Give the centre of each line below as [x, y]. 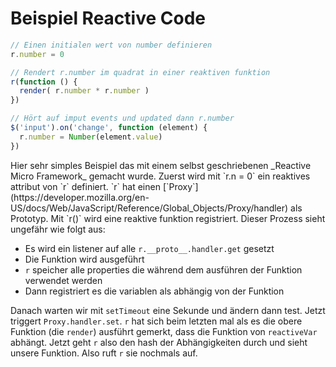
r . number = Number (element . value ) [91, 137]
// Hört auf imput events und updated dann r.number [122, 118]
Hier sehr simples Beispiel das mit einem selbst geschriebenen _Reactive [161, 165]
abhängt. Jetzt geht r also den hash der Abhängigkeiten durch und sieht [159, 342]
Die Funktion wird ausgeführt [84, 259]
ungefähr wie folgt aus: [58, 229]
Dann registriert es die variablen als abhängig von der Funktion [154, 291]
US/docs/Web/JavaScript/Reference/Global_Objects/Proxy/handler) [149, 208]
